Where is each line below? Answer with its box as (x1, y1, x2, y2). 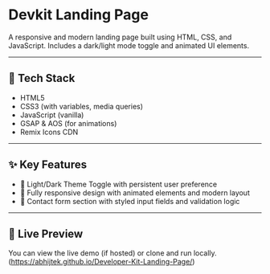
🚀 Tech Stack (8, 72, 76, 85)
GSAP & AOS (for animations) (19, 118, 117, 128)
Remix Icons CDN (19, 127, 79, 137)
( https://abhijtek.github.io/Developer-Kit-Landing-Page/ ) (8, 257, 195, 267)
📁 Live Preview (8, 227, 84, 240)
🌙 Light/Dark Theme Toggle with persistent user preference (19, 179, 218, 189)
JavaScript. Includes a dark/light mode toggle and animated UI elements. (8, 40, 250, 50)
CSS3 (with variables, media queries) (19, 101, 143, 111)
